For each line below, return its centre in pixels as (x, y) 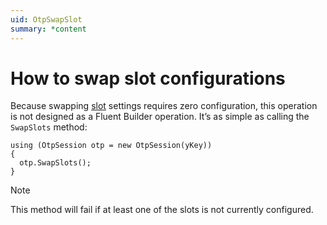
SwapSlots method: (49, 127)
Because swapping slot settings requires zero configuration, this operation (164, 106)
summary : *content (48, 29)
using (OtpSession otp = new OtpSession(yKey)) (111, 146)
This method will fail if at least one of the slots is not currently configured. (162, 210)
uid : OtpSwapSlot (46, 19)
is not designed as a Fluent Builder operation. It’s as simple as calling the (160, 117)
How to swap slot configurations (148, 78)
